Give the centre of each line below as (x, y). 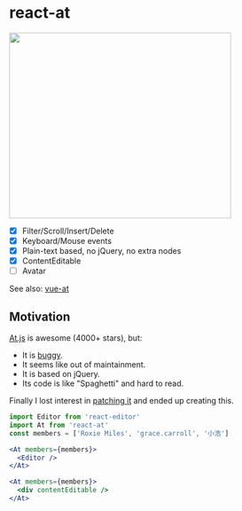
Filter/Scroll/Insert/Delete (68, 231)
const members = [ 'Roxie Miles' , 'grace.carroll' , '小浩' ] (119, 433)
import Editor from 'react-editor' (75, 417)
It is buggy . (43, 355)
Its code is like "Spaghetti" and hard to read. (103, 383)
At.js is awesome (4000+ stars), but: (76, 338)
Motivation (40, 316)
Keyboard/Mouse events (67, 241)
